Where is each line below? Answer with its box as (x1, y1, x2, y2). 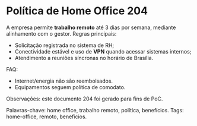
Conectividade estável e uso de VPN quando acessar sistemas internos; (14, 48, 192, 55)
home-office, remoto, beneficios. (6, 113, 87, 120)
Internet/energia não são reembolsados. (14, 77, 113, 84)
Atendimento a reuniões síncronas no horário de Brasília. (14, 54, 154, 61)
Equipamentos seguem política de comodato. (14, 83, 126, 90)
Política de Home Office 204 (6, 4, 148, 18)
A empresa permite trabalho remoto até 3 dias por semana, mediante (6, 24, 176, 31)
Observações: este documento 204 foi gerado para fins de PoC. (6, 95, 163, 102)
